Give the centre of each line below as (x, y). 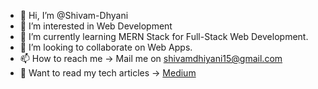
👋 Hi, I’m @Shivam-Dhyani (74, 15)
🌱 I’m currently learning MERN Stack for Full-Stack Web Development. (164, 36)
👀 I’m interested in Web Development (96, 26)
